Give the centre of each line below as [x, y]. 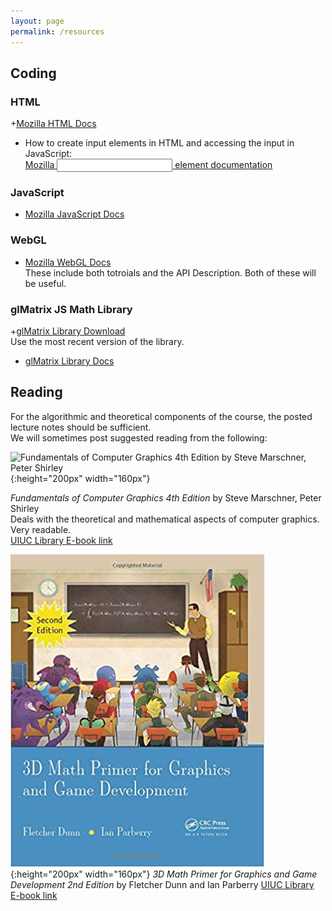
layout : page [37, 21]
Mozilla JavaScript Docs [74, 214]
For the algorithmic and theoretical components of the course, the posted [161, 416]
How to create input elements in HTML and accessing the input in [159, 143]
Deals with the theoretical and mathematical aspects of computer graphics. [165, 519]
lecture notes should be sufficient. [81, 427]
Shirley [25, 508]
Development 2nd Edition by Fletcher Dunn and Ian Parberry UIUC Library [162, 884]
